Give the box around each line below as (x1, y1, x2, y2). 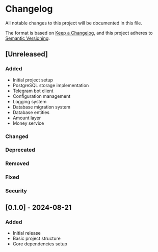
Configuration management (12, 93, 71, 99)
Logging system (12, 98, 47, 104)
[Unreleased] (5, 50, 48, 59)
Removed (5, 160, 30, 167)
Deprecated (5, 146, 36, 153)
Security (5, 187, 27, 194)
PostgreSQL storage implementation (12, 82, 89, 88)
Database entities (12, 109, 50, 115)
